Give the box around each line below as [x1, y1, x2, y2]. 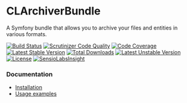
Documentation [6, 70, 53, 78]
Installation [14, 84, 43, 91]
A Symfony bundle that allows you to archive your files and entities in [6, 24, 178, 31]
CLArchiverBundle [6, 4, 101, 18]
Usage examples [14, 90, 57, 98]
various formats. [6, 30, 47, 37]
